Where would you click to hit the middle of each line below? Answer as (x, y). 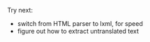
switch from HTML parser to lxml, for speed (80, 23)
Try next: (20, 10)
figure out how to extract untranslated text (78, 31)
